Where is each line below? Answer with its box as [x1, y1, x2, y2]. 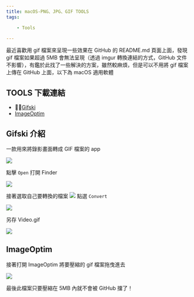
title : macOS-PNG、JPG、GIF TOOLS [6, 8, 90, 15]
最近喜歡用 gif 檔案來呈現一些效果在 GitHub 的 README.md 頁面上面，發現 [6, 47, 188, 54]
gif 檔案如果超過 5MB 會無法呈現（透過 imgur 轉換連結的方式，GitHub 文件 [6, 54, 188, 61]
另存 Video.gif [6, 216, 40, 223]
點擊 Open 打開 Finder [6, 169, 58, 176]
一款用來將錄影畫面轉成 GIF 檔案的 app [6, 146, 101, 152]
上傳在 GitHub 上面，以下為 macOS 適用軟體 [6, 69, 114, 76]
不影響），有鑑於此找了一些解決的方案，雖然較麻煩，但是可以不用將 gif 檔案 [6, 61, 189, 68]
